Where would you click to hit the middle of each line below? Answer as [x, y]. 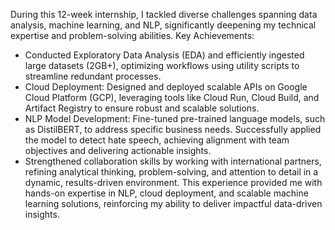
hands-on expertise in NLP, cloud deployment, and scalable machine [166, 193]
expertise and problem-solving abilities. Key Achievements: [132, 35]
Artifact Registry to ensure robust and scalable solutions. [142, 108]
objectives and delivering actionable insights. [118, 150]
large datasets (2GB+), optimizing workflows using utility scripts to [162, 65]
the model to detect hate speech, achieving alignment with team [157, 140]
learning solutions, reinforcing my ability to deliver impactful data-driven [173, 203]
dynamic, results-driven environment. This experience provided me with [173, 182]
